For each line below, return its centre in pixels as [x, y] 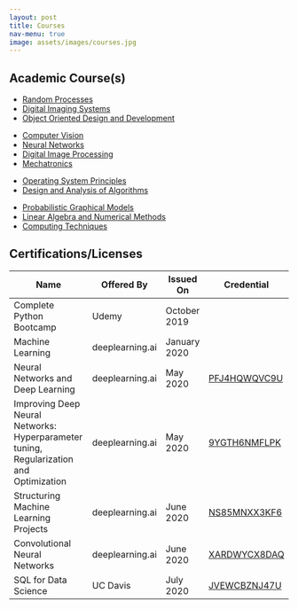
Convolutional [43, 543]
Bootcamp [35, 327]
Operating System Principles [74, 181]
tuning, [28, 448]
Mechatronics [47, 164]
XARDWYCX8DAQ [246, 554]
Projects [31, 528]
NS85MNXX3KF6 [245, 512]
